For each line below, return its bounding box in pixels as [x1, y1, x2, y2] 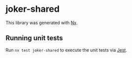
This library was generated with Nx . [5, 20, 78, 26]
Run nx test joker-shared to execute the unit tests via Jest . [5, 47, 127, 53]
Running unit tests [5, 34, 63, 42]
